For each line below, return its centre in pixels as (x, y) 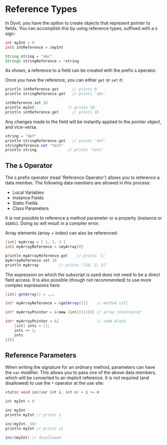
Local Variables (28, 192)
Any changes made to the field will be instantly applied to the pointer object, (83, 122)
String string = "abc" (29, 56)
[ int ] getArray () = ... (30, 294)
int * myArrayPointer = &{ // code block (66, 321)
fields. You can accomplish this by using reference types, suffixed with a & (82, 28)
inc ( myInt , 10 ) (21, 424)
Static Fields (25, 203)
